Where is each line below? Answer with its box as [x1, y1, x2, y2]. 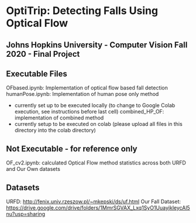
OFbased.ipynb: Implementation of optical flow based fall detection [6, 84, 169, 91]
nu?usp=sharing [6, 211, 46, 218]
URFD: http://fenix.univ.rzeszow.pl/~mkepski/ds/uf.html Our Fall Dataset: [6, 198, 181, 205]
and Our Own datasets [6, 166, 60, 173]
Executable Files [6, 68, 67, 78]
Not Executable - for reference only [6, 143, 137, 153]
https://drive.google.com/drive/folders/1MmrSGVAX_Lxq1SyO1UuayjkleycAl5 [6, 204, 190, 211]
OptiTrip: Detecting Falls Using [6, 4, 159, 18]
